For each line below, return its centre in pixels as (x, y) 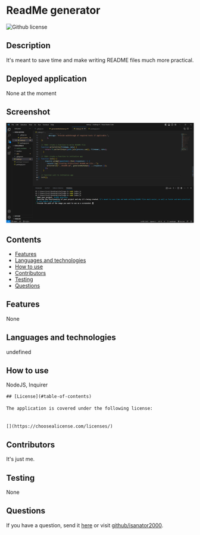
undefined (19, 352)
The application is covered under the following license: (79, 409)
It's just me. (21, 459)
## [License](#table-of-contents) (49, 397)
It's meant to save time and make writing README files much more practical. (100, 60)
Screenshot (28, 112)
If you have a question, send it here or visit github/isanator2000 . (85, 525)
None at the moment (31, 93)
